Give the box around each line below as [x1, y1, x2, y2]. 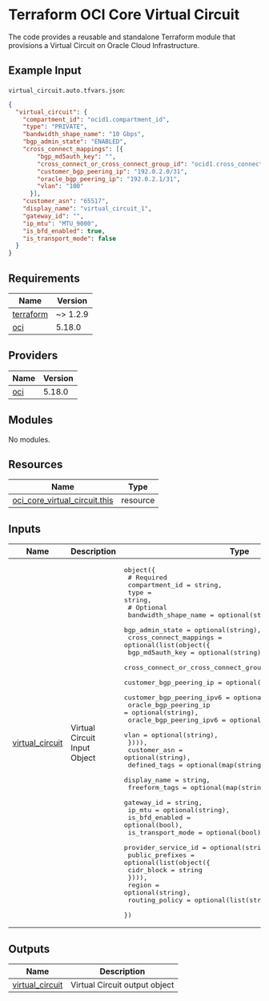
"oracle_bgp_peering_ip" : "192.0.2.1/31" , [37, 174, 181, 183]
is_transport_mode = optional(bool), [127, 828, 266, 837]
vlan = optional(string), [123, 731, 219, 739]
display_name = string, [123, 776, 211, 785]
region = [127, 881, 160, 890]
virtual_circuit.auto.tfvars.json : [8, 85, 126, 94]
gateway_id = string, [123, 799, 203, 807]
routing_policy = [127, 896, 191, 905]
